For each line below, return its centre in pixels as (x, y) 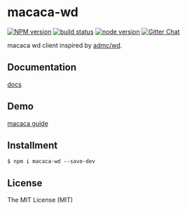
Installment (33, 145)
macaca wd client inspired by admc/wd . (65, 45)
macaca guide (28, 123)
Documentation (42, 67)
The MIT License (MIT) (40, 200)
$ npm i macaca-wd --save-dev (51, 162)
